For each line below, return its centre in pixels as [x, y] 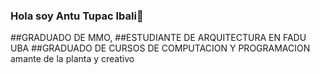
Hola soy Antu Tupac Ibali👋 [77, 16]
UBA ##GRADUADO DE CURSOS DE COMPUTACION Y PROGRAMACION [160, 48]
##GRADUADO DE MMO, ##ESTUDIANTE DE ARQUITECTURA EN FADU [158, 38]
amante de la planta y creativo [72, 59]
